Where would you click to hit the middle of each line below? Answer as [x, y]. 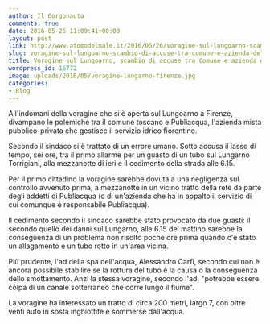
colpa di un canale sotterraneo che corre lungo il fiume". [102, 288]
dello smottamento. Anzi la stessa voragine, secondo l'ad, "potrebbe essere [134, 279]
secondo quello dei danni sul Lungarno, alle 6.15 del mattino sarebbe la [125, 229]
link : [17, 46]
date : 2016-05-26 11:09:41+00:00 [64, 31]
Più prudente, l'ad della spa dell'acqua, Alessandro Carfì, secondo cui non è [134, 262]
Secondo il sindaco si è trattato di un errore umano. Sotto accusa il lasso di [132, 147]
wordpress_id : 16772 [43, 69]
